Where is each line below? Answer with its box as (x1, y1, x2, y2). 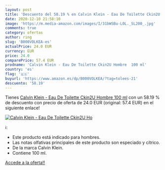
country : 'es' (5, 67, 35, 72)
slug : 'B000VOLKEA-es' (5, 40, 52, 44)
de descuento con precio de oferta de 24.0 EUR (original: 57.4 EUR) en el (5, 99, 154, 105)
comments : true (5, 26, 37, 31)
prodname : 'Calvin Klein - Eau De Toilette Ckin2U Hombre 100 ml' (5, 62, 147, 67)
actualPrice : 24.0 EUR (5, 44, 52, 49)
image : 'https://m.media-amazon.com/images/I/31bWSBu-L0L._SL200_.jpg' (5, 21, 156, 26)
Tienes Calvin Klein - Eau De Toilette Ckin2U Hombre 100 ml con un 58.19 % (5, 94, 160, 100)
